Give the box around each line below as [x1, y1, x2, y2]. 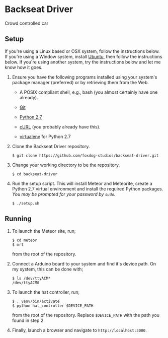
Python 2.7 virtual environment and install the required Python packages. [12, 185, 163, 192]
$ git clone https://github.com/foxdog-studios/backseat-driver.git [12, 153, 159, 158]
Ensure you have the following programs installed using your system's [12, 74, 157, 80]
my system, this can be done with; [12, 266, 83, 272]
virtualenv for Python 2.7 [19, 133, 71, 140]
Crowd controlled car [5, 20, 49, 26]
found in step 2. [12, 317, 45, 323]
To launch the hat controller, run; [12, 289, 80, 295]
